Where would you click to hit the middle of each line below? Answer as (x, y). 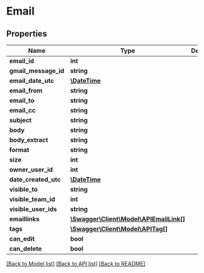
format (19, 150)
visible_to (24, 189)
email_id (22, 61)
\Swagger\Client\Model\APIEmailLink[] (127, 219)
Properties (27, 34)
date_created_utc (35, 179)
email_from (26, 91)
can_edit (22, 239)
